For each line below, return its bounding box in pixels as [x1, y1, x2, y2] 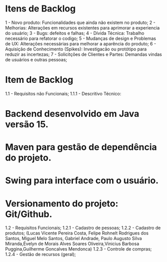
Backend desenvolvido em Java [5, 108, 140, 120]
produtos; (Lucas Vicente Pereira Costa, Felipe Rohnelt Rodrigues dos [5, 230, 149, 236]
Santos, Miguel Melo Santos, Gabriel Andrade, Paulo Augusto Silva [5, 236, 142, 242]
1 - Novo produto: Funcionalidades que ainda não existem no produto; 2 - [5, 19, 156, 25]
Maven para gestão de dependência [5, 142, 157, 153]
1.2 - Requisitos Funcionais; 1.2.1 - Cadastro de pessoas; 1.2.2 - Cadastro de [5, 225, 161, 231]
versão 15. [5, 119, 49, 130]
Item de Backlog [5, 74, 74, 85]
